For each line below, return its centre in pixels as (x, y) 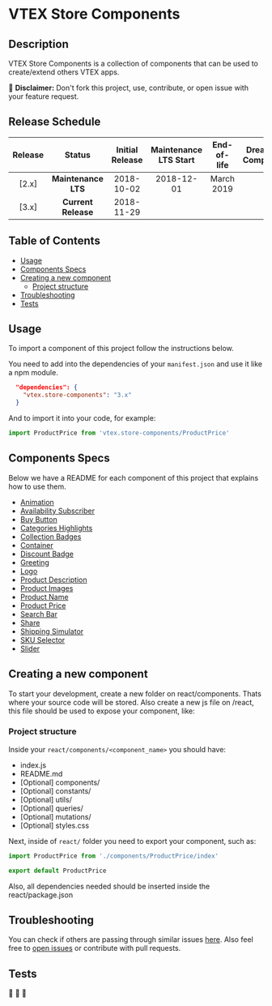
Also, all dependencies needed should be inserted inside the (109, 886)
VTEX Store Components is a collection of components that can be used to (134, 63)
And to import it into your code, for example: (82, 418)
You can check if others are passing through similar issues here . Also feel (131, 940)
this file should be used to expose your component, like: (102, 711)
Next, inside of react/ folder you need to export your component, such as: (132, 841)
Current (77, 202)
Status (77, 155)
